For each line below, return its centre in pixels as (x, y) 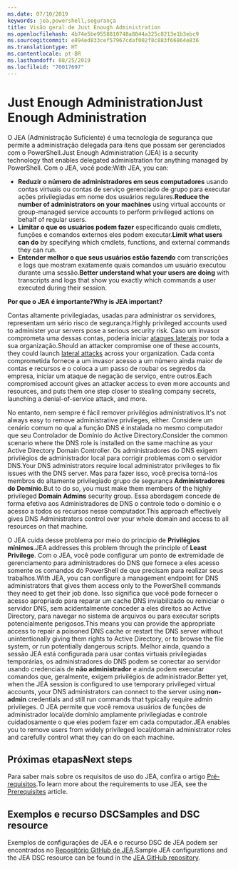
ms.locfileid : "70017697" (46, 67)
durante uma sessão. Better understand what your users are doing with (123, 273)
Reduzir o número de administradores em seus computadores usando (123, 181)
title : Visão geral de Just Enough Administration (84, 27)
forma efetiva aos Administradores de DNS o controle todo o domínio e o (114, 503)
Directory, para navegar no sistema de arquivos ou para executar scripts (113, 616)
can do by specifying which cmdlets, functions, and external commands (124, 242)
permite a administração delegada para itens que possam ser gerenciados (117, 145)
